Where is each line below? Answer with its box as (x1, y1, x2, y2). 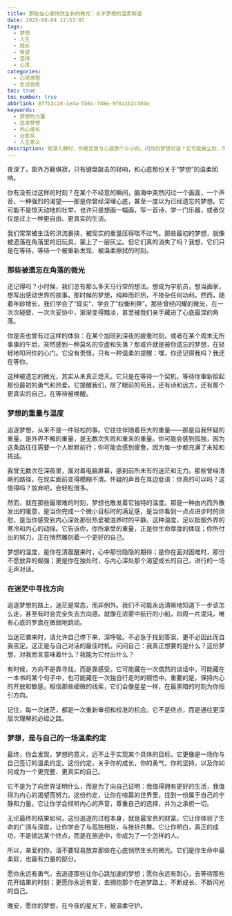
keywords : (7, 107, 36, 113)
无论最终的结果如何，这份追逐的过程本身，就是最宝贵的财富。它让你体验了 (7, 814, 219, 823)
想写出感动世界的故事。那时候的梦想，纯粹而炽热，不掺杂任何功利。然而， (7, 291, 219, 300)
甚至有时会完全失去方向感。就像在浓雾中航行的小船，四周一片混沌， (25, 610, 219, 618)
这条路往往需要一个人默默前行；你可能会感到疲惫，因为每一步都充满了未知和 (7, 443, 225, 451)
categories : (7, 68, 41, 75)
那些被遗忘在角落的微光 (7, 265, 85, 275)
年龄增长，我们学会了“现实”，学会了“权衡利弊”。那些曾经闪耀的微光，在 (12, 300, 217, 308)
